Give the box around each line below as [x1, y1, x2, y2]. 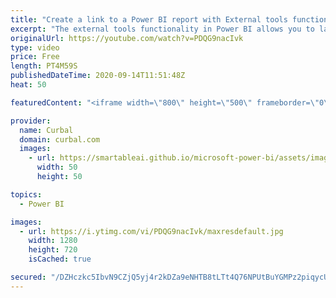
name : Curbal [19, 125, 74, 135]
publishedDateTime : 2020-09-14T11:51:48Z [10, 71, 186, 81]
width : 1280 [28, 236, 78, 246]
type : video [10, 42, 60, 53]
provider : [10, 116, 52, 126]
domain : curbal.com [19, 134, 101, 145]
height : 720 [28, 245, 78, 255]
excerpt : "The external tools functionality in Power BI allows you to [10, 24, 315, 34]
